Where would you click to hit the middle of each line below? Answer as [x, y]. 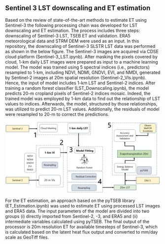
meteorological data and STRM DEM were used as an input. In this [72, 41]
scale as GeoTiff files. [27, 237]
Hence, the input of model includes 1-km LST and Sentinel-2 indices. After [81, 83]
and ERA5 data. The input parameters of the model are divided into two [77, 211]
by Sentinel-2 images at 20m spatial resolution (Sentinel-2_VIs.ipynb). [76, 77]
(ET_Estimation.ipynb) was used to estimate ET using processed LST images [82, 206]
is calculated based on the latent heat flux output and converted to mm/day [82, 232]
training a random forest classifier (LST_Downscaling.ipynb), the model [77, 88]
